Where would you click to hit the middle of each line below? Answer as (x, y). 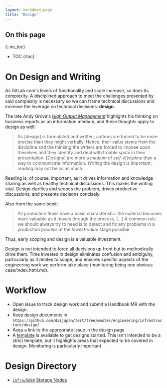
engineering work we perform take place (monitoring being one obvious (79, 265)
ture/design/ (26, 325)
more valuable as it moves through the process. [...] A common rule (86, 219)
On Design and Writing (53, 77)
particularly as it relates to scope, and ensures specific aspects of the (77, 260)
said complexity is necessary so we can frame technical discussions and (80, 101)
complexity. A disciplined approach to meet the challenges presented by (80, 96)
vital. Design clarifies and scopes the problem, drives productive (71, 189)
